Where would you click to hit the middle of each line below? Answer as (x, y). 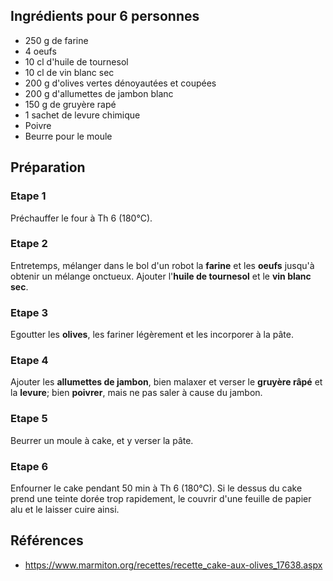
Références (47, 540)
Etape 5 (29, 419)
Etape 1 (28, 196)
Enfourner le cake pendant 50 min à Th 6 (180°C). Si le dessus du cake (156, 488)
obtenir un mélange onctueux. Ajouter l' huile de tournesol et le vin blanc (161, 276)
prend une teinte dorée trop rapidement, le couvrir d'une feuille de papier (161, 498)
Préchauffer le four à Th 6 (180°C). (81, 218)
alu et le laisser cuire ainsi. (65, 509)
